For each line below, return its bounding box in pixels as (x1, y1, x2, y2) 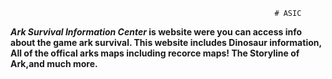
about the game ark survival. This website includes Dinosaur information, (10, 37, 322, 48)
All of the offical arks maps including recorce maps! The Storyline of (10, 47, 300, 59)
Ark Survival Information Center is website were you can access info (10, 26, 302, 38)
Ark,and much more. (10, 58, 98, 69)
